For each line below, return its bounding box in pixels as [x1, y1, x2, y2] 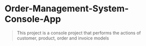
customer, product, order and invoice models [16, 35, 109, 41]
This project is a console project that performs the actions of [16, 30, 141, 36]
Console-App [4, 13, 61, 25]
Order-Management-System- [4, 3, 129, 14]
